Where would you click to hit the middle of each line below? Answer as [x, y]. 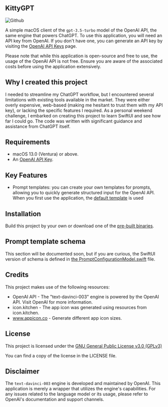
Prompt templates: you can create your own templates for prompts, [82, 187]
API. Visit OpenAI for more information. [52, 302]
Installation [23, 214]
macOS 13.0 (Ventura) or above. [45, 154]
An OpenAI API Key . [33, 160]
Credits [17, 275]
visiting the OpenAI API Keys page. [41, 46]
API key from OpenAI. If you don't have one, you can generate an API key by [84, 41]
